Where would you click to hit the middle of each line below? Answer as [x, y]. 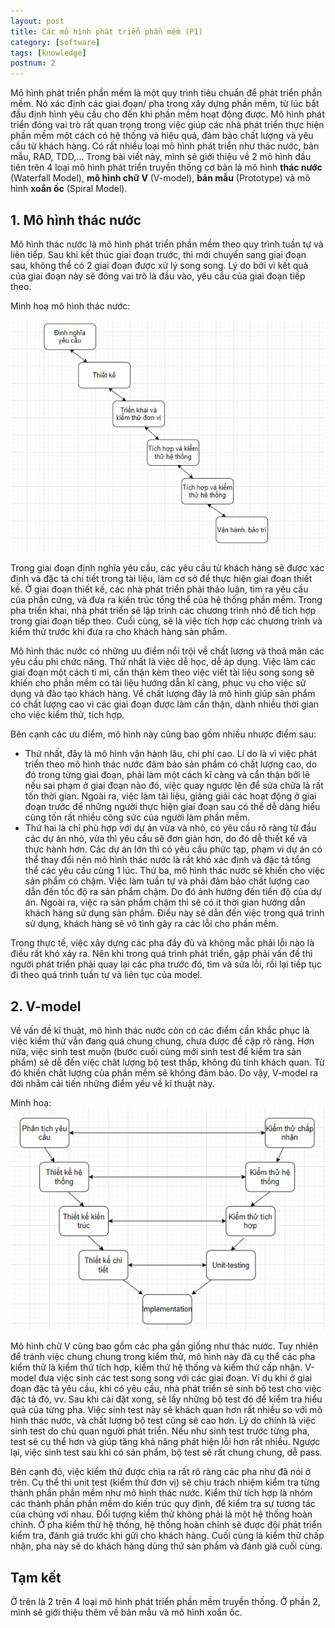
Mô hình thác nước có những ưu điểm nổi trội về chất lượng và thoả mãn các [167, 651]
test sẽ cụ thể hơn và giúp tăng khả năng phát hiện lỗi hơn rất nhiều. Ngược [165, 1442]
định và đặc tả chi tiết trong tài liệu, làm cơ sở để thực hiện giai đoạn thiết [161, 579]
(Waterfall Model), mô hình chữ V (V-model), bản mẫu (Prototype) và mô [160, 178]
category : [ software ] [55, 42]
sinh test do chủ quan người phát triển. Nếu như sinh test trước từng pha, [160, 1431]
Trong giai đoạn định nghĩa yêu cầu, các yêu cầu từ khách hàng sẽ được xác [167, 568]
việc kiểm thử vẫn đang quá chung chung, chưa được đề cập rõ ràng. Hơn [162, 1041]
